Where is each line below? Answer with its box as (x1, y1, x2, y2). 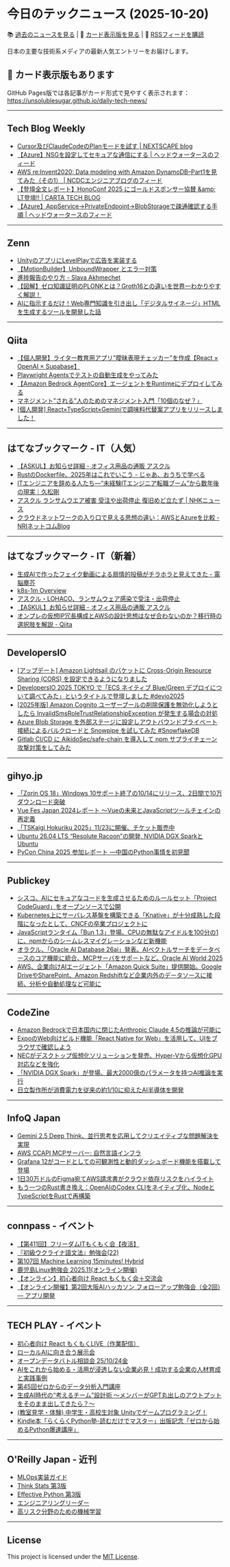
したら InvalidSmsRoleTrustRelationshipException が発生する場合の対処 (16, 709, 218, 717)
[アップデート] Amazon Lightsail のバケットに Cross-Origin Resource (16, 666, 212, 674)
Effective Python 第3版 (16, 1490, 81, 1498)
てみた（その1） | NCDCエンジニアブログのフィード (16, 176, 163, 184)
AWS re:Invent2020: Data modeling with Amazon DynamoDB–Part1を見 (16, 168, 218, 176)
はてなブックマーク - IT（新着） (7, 550, 142, 562)
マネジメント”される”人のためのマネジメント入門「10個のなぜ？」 (16, 396, 203, 405)
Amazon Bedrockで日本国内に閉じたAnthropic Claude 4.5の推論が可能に (16, 1026, 221, 1034)
